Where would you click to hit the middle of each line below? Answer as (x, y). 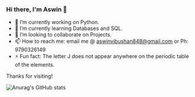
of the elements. (35, 65)
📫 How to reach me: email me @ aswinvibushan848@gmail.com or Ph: (102, 41)
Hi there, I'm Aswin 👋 (37, 9)
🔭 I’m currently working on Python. (57, 22)
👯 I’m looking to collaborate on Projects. (63, 35)
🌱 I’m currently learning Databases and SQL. (69, 28)
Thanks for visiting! (30, 76)
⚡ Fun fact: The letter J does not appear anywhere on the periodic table (102, 56)
